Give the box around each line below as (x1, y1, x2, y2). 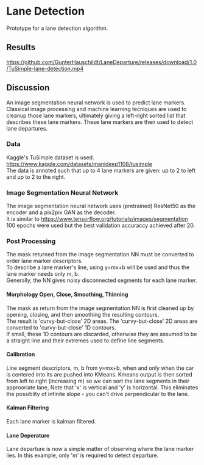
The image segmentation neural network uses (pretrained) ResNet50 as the (6, 203, 196, 210)
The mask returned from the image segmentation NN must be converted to (6, 251, 194, 258)
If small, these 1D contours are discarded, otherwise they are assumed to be (6, 330, 197, 337)
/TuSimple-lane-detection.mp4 (6, 65, 84, 72)
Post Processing (6, 237, 56, 245)
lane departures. (6, 124, 47, 132)
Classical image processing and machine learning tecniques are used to (6, 105, 187, 112)
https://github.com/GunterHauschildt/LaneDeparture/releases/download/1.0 (6, 58, 197, 65)
